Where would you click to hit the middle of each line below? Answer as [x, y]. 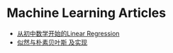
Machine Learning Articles [86, 13]
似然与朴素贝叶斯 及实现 [52, 42]
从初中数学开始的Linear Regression [68, 33]
